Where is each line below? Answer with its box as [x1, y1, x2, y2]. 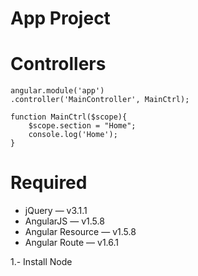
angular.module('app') [10, 86, 105, 96]
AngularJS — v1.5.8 [24, 215, 105, 227]
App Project [10, 7, 111, 30]
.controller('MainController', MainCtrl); [10, 95, 190, 105]
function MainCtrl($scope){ [10, 112, 128, 122]
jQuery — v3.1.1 [24, 205, 88, 217]
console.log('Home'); [28, 130, 118, 140]
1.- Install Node [10, 256, 73, 268]
